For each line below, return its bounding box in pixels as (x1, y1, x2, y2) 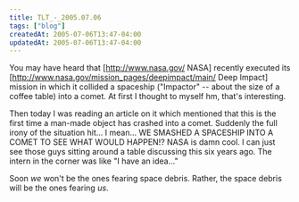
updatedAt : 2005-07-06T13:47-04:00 (9, 38, 142, 47)
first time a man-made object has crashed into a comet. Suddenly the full (9, 118, 278, 129)
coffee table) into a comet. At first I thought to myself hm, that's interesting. (9, 91, 287, 102)
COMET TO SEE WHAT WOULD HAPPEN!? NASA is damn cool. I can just (9, 137, 276, 147)
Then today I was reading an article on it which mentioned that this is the (9, 108, 277, 119)
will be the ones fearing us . (9, 182, 109, 193)
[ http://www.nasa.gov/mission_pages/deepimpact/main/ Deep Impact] (9, 72, 269, 83)
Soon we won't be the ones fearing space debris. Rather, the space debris (9, 173, 283, 184)
